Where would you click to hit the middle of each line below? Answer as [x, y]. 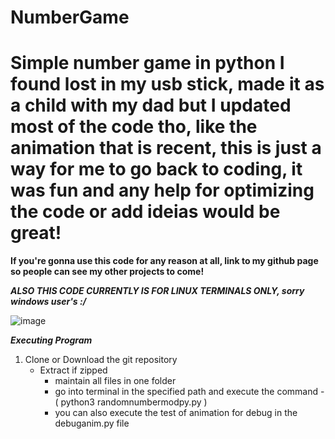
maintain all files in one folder [115, 381]
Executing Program [51, 340]
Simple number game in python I [147, 63]
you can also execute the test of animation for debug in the [176, 413]
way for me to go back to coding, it [156, 169]
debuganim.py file [92, 423]
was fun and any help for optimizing [162, 190]
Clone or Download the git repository [101, 360]
